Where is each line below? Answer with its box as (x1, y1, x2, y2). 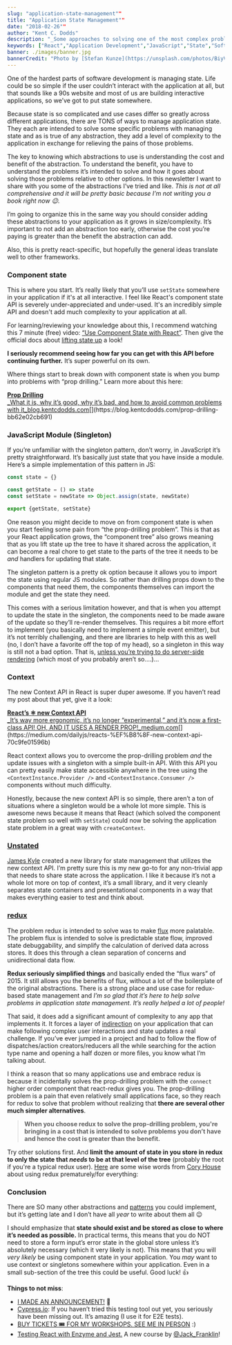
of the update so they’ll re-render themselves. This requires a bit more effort (7, 618, 224, 626)
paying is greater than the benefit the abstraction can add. (7, 232, 173, 240)
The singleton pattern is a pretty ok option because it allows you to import (7, 568, 217, 576)
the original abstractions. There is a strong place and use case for (7, 984, 195, 992)
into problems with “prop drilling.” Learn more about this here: (7, 378, 183, 386)
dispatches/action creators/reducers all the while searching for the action (7, 1041, 216, 1050)
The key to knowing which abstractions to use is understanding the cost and (7, 152, 224, 161)
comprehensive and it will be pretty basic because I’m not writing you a (7, 189, 211, 197)
